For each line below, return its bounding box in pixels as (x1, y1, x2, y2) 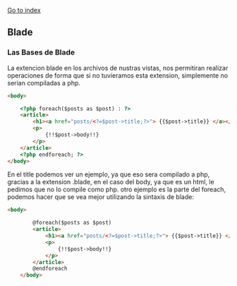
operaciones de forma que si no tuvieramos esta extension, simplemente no (7, 71, 228, 80)
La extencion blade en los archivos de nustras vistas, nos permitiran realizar (7, 64, 229, 72)
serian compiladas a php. (7, 78, 81, 87)
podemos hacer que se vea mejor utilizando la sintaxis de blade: (7, 193, 194, 201)
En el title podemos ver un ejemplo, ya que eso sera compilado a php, (7, 170, 210, 179)
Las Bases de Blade (7, 47, 75, 57)
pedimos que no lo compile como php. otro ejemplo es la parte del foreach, (7, 185, 226, 193)
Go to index (7, 6, 41, 14)
